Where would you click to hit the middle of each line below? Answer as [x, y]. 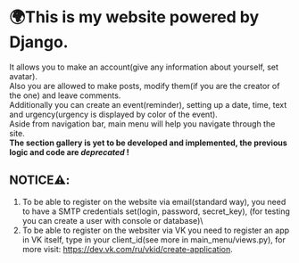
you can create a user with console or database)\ [112, 220]
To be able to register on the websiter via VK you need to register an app [156, 230]
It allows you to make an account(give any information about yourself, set [144, 67]
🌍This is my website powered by [134, 17]
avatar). [24, 76]
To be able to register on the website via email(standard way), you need [154, 201]
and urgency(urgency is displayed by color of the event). [114, 114]
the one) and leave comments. [65, 95]
